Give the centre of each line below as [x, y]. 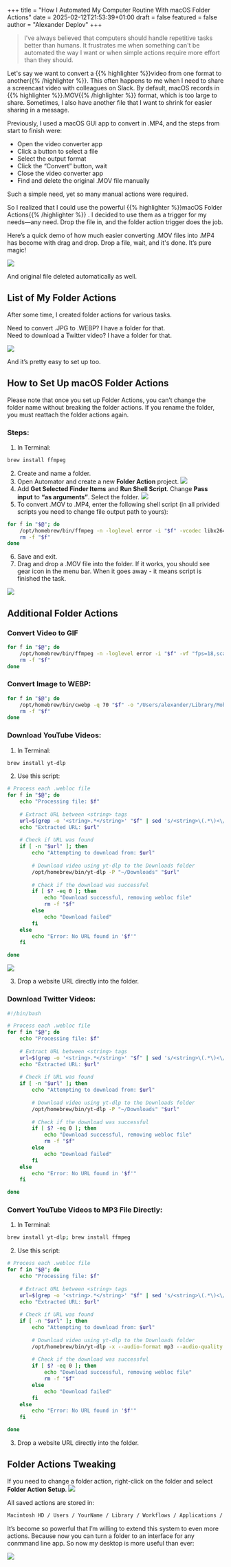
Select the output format [52, 159]
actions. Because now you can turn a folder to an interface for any [101, 1536]
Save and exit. [37, 557]
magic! [17, 250]
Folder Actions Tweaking [62, 1465]
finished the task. [42, 579]
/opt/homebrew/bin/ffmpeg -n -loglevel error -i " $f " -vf [104, 653]
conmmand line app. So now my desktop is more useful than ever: [101, 1543]
